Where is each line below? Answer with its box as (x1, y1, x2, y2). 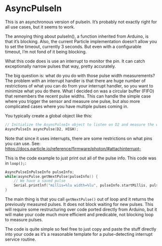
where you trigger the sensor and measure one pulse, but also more (5, 98, 140, 104)
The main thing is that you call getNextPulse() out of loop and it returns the (5, 196, 154, 202)
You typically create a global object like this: (5, 113, 93, 118)
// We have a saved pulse (13, 178, 66, 184)
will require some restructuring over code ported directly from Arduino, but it (5, 206, 157, 213)
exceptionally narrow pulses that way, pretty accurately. (5, 63, 116, 69)
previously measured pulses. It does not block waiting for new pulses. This (5, 202, 153, 207)
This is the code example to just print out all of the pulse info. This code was (5, 155, 157, 161)
